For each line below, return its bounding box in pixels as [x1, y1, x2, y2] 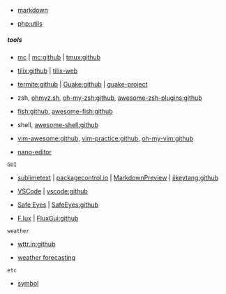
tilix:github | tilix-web [17, 66, 78, 75]
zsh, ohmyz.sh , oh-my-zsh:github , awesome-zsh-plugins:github [17, 94, 202, 102]
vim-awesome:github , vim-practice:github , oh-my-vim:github [17, 134, 194, 142]
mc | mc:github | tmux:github [17, 52, 101, 61]
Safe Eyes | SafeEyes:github [17, 200, 99, 209]
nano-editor [17, 147, 52, 156]
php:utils [17, 20, 43, 27]
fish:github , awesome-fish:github [17, 107, 113, 115]
